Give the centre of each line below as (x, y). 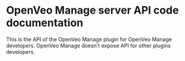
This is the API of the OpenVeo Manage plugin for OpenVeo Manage (89, 39)
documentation (45, 23)
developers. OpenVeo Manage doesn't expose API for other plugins (88, 46)
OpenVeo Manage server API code (92, 10)
